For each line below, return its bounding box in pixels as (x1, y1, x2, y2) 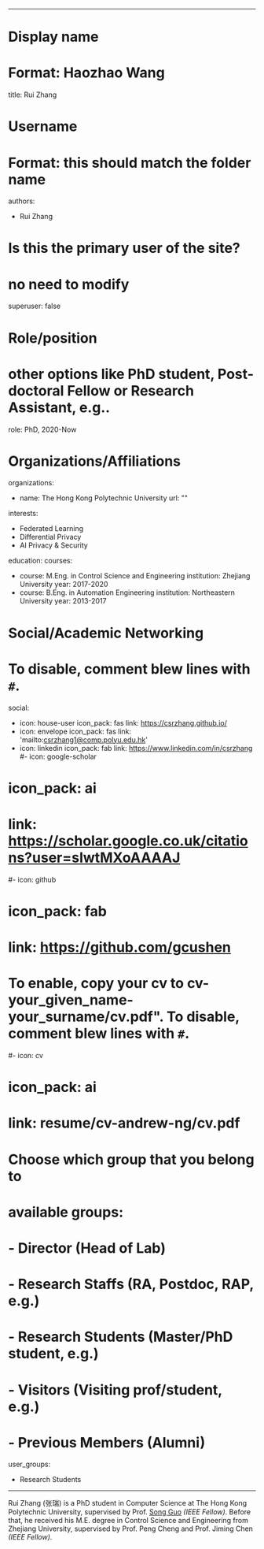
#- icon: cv (8, 1051, 43, 1060)
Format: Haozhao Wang (8, 64, 165, 82)
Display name (8, 28, 99, 46)
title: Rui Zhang (8, 90, 57, 99)
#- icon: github (8, 875, 57, 884)
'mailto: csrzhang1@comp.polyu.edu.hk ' (19, 734, 148, 745)
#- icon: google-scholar (19, 752, 97, 761)
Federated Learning (19, 524, 84, 533)
